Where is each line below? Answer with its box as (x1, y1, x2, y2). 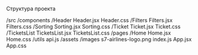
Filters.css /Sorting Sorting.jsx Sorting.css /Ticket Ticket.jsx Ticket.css (6, 23, 181, 30)
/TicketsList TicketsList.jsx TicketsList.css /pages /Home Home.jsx (6, 29, 171, 36)
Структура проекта (6, 5, 56, 12)
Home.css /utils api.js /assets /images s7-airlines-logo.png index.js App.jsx (6, 36, 192, 42)
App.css (6, 42, 27, 49)
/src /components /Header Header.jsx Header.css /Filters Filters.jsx (6, 17, 173, 23)
